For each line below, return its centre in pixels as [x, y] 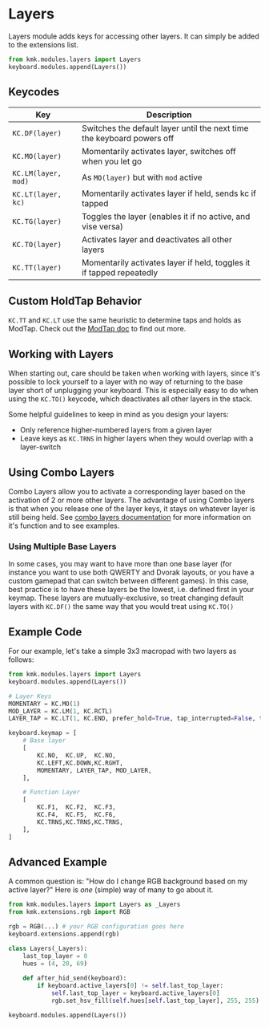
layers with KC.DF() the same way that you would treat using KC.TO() [121, 607]
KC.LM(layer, [37, 173]
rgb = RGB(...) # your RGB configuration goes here [96, 927]
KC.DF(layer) [37, 133]
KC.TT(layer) [37, 267]
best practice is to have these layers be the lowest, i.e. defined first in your [131, 590]
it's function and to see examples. [64, 526]
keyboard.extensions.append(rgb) [64, 934]
